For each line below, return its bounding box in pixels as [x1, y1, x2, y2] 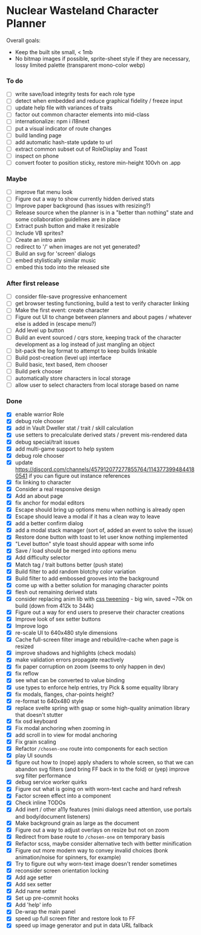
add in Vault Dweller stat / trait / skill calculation [15, 424, 134, 432]
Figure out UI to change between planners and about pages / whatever [15, 314, 192, 321]
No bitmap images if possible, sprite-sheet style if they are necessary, [15, 55, 191, 62]
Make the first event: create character [15, 306, 110, 314]
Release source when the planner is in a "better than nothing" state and [15, 209, 194, 216]
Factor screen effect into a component [15, 792, 111, 799]
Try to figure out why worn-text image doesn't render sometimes [15, 860, 177, 867]
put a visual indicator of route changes [15, 125, 112, 132]
